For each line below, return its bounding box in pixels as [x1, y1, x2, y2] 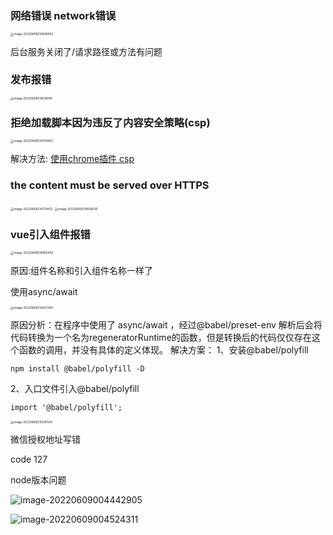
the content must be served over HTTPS [10, 178, 210, 192]
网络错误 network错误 [10, 8, 117, 22]
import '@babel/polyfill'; [10, 402, 123, 412]
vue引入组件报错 [10, 227, 91, 241]
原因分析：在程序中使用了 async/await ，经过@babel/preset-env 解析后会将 [10, 318, 323, 331]
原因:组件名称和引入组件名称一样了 [10, 264, 154, 276]
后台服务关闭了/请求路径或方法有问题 [10, 45, 163, 57]
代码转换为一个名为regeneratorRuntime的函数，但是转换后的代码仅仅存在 [10, 331, 312, 343]
